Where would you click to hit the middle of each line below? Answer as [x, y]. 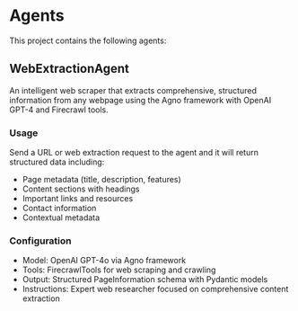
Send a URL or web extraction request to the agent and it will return [134, 153]
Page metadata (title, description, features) [101, 180]
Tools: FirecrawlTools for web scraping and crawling [119, 270]
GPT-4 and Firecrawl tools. [59, 110]
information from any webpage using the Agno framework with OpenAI [140, 100]
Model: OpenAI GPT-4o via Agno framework [104, 261]
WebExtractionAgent [70, 69]
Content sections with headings [81, 189]
